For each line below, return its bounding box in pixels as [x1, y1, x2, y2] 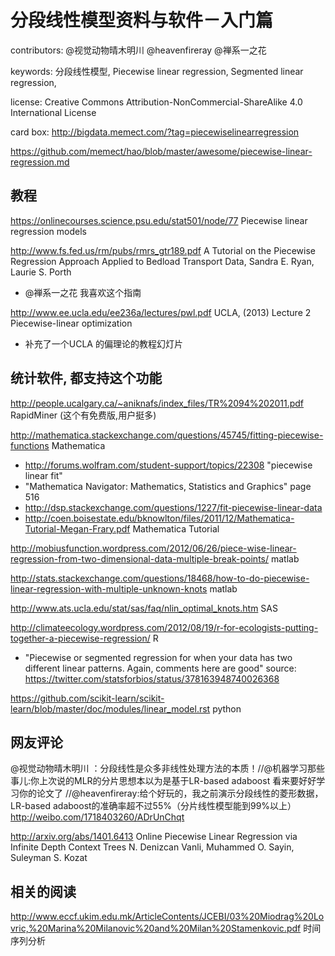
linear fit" [24, 469, 63, 481]
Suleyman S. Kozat [10, 852, 88, 864]
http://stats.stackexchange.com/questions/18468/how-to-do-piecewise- [10, 572, 310, 584]
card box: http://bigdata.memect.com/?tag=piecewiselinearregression [10, 126, 300, 138]
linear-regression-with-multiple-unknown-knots [10, 582, 208, 595]
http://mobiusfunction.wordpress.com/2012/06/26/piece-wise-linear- [10, 542, 297, 554]
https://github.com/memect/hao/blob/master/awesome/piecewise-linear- [10, 145, 313, 157]
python [212, 702, 242, 715]
